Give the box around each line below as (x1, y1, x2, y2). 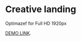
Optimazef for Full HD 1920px (5, 20, 67, 26)
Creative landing (5, 4, 76, 15)
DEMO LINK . (5, 30, 31, 36)
